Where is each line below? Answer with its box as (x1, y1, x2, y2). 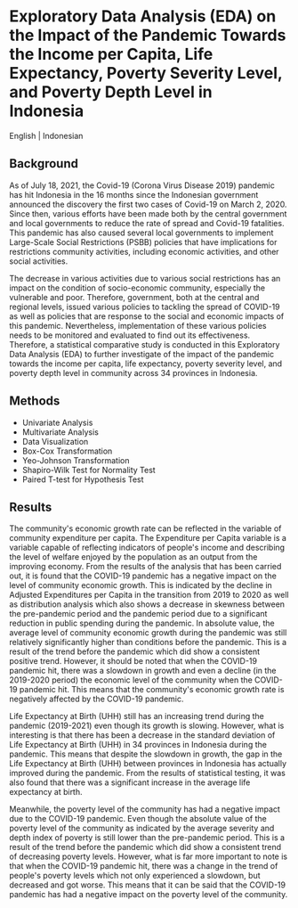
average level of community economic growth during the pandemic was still (9, 627, 287, 638)
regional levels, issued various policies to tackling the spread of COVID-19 (9, 301, 280, 312)
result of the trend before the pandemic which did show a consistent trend (9, 842, 282, 853)
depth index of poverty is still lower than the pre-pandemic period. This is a (9, 832, 286, 843)
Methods (9, 394, 60, 409)
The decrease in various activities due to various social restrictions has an (9, 273, 281, 283)
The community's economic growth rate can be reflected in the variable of (9, 523, 282, 534)
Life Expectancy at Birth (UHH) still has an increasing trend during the (9, 711, 264, 722)
